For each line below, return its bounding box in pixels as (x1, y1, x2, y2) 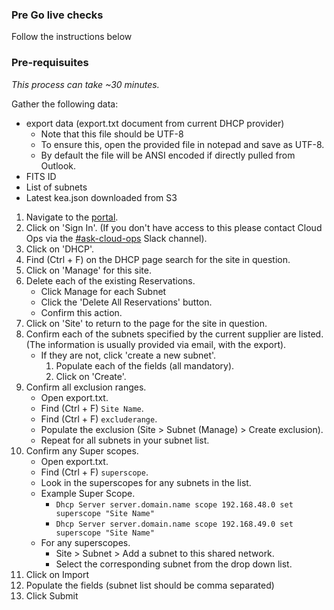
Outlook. (40, 159, 77, 172)
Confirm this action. (40, 306, 123, 318)
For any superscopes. (40, 536, 131, 548)
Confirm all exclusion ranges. (25, 381, 147, 393)
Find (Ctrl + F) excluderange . (40, 413, 158, 425)
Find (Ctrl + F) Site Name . (40, 402, 144, 414)
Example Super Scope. (40, 487, 136, 499)
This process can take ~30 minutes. (11, 78, 160, 90)
